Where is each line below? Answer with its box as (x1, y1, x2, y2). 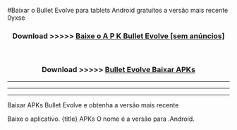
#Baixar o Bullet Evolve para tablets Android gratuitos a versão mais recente (7, 6, 229, 14)
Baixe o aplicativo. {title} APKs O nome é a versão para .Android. (7, 114, 195, 123)
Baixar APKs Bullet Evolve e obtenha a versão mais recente (7, 100, 179, 109)
